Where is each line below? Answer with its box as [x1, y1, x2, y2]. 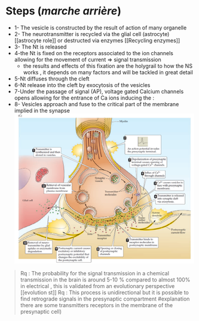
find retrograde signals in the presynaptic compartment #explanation [20, 295, 190, 302]
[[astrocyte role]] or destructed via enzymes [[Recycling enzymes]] [14, 37, 180, 44]
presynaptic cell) [20, 308, 62, 315]
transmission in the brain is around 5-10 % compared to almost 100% [20, 276, 191, 283]
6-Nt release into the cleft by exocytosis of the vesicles [14, 81, 151, 88]
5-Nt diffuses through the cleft [14, 75, 90, 82]
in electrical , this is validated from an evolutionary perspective [20, 282, 175, 289]
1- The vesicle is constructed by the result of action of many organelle [14, 24, 187, 31]
